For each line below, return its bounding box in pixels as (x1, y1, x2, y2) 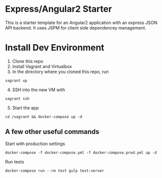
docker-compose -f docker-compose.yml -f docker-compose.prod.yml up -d (5, 150, 157, 155)
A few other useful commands (5, 127, 100, 136)
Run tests (5, 158, 25, 165)
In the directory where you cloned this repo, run (12, 69, 109, 75)
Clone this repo (12, 58, 43, 64)
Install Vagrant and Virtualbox (12, 63, 72, 69)
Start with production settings (5, 141, 65, 147)
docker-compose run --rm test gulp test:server (5, 168, 105, 173)
